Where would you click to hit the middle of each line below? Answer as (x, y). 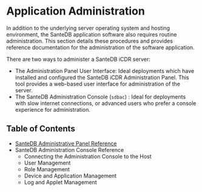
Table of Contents (41, 129)
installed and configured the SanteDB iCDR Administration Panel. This (102, 77)
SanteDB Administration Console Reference (69, 149)
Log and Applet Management (60, 182)
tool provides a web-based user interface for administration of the (98, 84)
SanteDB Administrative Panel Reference (66, 143)
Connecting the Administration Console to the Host (88, 156)
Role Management (47, 169)
